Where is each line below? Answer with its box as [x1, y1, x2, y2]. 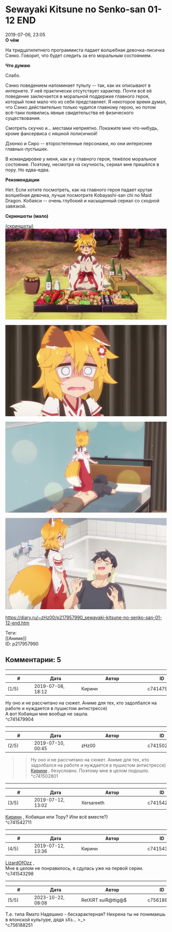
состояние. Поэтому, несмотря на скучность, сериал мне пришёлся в [5, 161, 160, 167]
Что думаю [5, 62, 31, 68]
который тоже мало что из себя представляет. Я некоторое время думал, [5, 99, 167, 105]
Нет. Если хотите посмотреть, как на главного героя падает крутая [5, 187, 153, 193]
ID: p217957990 [5, 641, 39, 647]
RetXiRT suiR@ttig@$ [81, 897, 127, 903]
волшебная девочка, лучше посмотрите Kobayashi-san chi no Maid [5, 192, 152, 198]
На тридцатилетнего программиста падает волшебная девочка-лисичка [5, 47, 165, 53]
